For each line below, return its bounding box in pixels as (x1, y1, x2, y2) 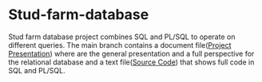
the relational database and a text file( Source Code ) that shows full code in (8, 57, 255, 67)
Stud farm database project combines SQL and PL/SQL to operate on (8, 32, 236, 41)
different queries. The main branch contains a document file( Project (8, 40, 232, 49)
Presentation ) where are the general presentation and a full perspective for (8, 49, 255, 58)
